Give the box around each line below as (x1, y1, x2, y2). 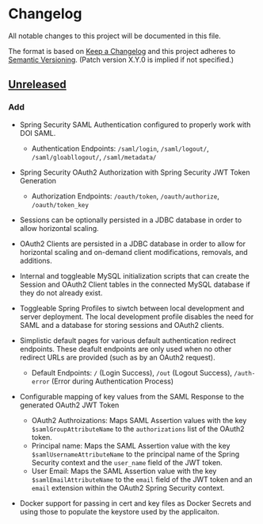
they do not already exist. (19, 287, 103, 298)
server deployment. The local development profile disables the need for (19, 311, 254, 322)
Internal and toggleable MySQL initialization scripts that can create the (19, 271, 250, 280)
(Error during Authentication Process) (51, 376, 174, 386)
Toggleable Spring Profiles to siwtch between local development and (19, 303, 245, 313)
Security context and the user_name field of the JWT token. (31, 457, 223, 467)
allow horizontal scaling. (19, 223, 99, 233)
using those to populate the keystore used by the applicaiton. (19, 507, 219, 516)
